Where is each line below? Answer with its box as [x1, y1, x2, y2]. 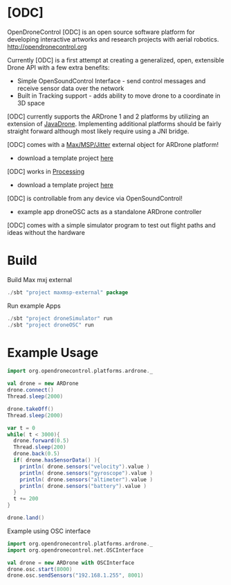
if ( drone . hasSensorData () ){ [13, 457, 100, 464]
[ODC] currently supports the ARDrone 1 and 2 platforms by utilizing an [7, 112, 210, 121]
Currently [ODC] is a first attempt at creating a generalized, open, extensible [7, 55, 225, 64]
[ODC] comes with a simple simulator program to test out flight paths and [7, 220, 216, 229]
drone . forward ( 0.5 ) [13, 437, 70, 444]
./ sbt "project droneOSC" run [7, 321, 95, 329]
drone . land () [7, 514, 45, 521]
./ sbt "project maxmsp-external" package [7, 289, 129, 296]
